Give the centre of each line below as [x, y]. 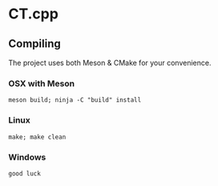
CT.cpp [33, 14]
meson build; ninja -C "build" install [75, 100]
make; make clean [37, 137]
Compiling [35, 44]
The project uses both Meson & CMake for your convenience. [110, 63]
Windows [27, 157]
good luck [25, 173]
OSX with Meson [41, 83]
